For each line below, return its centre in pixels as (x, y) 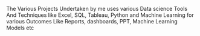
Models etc (20, 28)
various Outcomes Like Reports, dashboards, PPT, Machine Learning (92, 21)
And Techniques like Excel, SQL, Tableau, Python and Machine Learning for (100, 15)
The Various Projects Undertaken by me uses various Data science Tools (97, 9)
